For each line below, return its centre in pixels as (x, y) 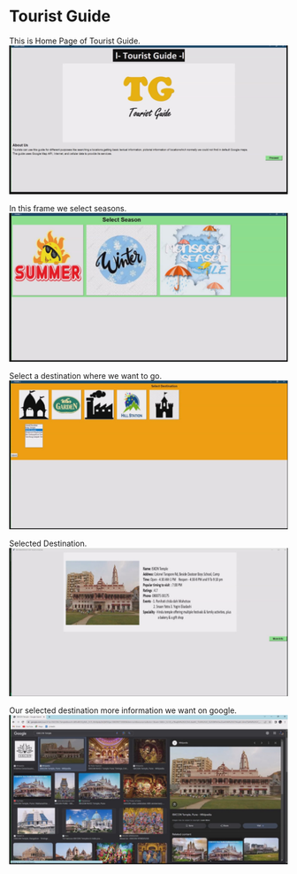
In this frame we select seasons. (68, 209)
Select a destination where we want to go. (86, 376)
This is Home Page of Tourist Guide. (75, 41)
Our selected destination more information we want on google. (123, 710)
